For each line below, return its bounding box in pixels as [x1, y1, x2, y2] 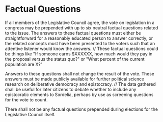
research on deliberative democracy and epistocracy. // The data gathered [5, 81, 156, 87]
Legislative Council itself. [5, 111, 55, 117]
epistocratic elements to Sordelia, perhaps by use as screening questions [5, 92, 154, 98]
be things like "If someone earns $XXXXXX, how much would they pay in [5, 50, 153, 57]
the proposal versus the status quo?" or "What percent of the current [5, 56, 145, 62]
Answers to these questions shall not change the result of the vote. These [5, 71, 155, 76]
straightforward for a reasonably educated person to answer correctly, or [5, 35, 153, 41]
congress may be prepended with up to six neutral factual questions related [5, 24, 158, 30]
